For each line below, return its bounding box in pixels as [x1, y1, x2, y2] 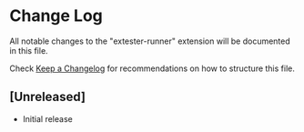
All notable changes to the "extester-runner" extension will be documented [9, 36, 291, 46]
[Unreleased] [9, 89, 86, 105]
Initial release [22, 113, 73, 124]
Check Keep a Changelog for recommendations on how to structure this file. [9, 63, 296, 74]
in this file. [9, 45, 48, 56]
